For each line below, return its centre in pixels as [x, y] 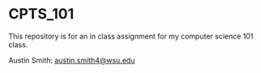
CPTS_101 [41, 14]
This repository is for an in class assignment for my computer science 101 [131, 36]
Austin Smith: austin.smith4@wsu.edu [72, 60]
